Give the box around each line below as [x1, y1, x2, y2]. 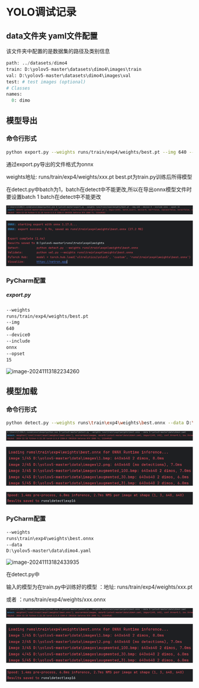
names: [6, 91, 23, 98]
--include [6, 338, 31, 344]
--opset [6, 350, 25, 357]
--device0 [6, 332, 31, 338]
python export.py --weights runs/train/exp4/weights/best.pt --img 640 [6, 149, 187, 155]
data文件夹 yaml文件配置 [6, 31, 98, 41]
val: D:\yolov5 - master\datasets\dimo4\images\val [6, 72, 131, 79]
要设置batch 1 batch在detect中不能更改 [6, 193, 102, 200]
